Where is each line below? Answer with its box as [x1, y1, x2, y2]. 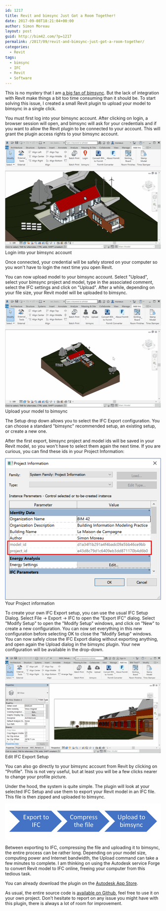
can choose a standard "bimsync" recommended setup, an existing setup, [5, 423, 157, 429]
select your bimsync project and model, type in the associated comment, [5, 279, 154, 285]
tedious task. [5, 871, 32, 876]
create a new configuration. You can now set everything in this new [5, 625, 142, 631]
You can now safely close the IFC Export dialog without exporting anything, [5, 636, 158, 642]
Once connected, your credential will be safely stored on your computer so [5, 259, 158, 265]
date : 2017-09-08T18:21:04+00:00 [5, 18, 74, 23]
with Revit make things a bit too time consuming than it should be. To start [5, 95, 156, 101]
